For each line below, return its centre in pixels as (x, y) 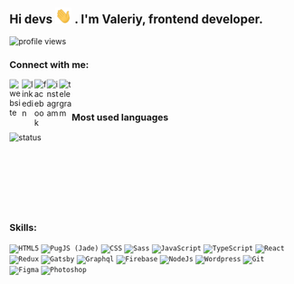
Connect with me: (49, 64)
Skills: (24, 228)
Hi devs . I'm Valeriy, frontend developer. (137, 19)
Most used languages (120, 118)
